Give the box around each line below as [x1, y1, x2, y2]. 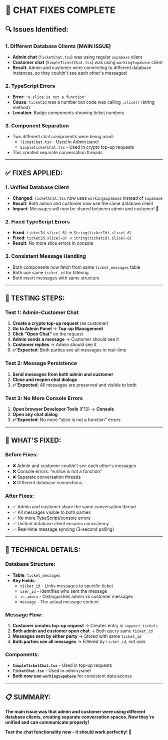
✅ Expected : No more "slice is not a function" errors [12, 417, 121, 423]
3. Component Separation [5, 122, 69, 129]
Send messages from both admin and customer [12, 371, 113, 377]
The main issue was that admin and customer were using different [5, 708, 145, 715]
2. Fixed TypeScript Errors [5, 218, 70, 225]
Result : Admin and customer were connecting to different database [12, 65, 151, 71]
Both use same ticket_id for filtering [12, 269, 89, 275]
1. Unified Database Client [5, 184, 69, 191]
